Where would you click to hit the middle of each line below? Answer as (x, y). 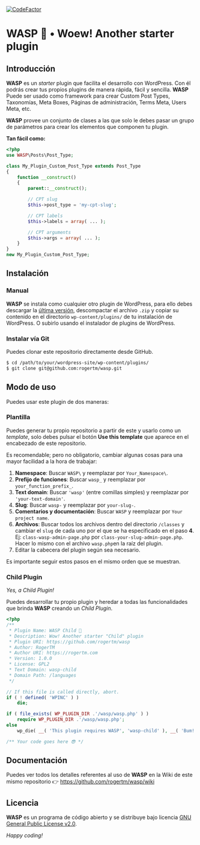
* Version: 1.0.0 (30, 659)
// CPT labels (45, 216)
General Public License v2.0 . (41, 824)
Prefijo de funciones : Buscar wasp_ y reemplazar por (80, 479)
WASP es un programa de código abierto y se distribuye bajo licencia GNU (99, 817)
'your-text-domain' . (40, 498)
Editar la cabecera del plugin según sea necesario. (77, 550)
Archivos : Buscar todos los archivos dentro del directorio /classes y (100, 524)
